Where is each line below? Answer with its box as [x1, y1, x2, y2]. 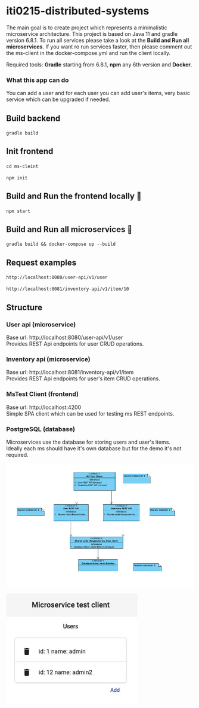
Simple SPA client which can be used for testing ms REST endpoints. [6, 410, 175, 417]
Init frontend [6, 147, 54, 157]
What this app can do [6, 76, 69, 84]
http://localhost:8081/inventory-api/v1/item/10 [6, 286, 129, 292]
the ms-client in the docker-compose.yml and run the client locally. [6, 49, 171, 56]
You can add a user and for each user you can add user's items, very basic [6, 90, 191, 97]
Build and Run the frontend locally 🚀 [6, 191, 142, 202]
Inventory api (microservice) [6, 355, 91, 363]
